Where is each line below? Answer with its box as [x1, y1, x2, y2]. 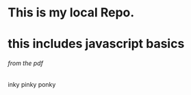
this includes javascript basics [8, 36, 185, 52]
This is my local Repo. [8, 5, 135, 21]
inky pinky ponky [8, 80, 56, 88]
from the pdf [8, 59, 44, 67]
